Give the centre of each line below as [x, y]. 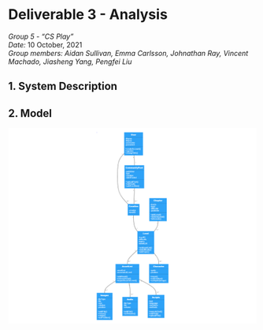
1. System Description [63, 86]
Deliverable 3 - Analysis [88, 15]
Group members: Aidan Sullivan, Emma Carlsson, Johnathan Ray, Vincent [128, 53]
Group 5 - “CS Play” [41, 36]
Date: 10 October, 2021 [45, 44]
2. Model [30, 113]
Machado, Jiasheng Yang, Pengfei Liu [70, 62]
